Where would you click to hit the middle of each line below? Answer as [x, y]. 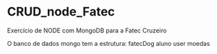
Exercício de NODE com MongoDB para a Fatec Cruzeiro [87, 30]
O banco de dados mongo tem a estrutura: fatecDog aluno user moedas [108, 43]
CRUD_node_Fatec [61, 12]
